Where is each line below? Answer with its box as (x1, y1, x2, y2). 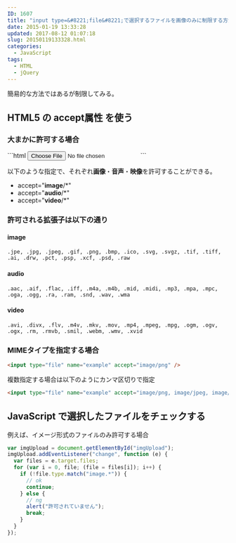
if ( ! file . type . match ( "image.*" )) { (20, 471, 128, 478)
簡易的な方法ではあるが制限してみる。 (7, 89, 118, 98)
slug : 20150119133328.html (7, 37, 86, 44)
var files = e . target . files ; (13, 457, 99, 464)
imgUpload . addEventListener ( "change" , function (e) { (7, 451, 169, 458)
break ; (25, 510, 46, 517)
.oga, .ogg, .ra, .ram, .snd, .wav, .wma (7, 291, 131, 299)
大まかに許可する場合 (7, 134, 79, 144)
